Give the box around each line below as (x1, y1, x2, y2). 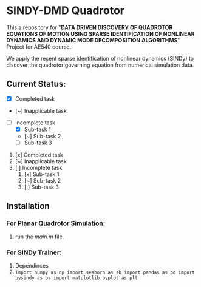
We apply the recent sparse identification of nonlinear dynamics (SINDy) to (6, 55, 194, 62)
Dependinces (15, 262, 49, 269)
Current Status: (6, 79, 66, 89)
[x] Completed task (15, 151, 64, 158)
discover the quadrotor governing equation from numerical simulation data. (6, 61, 194, 69)
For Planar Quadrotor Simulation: (6, 219, 106, 228)
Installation (6, 201, 50, 211)
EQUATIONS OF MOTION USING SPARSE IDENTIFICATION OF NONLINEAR (6, 30, 196, 37)
